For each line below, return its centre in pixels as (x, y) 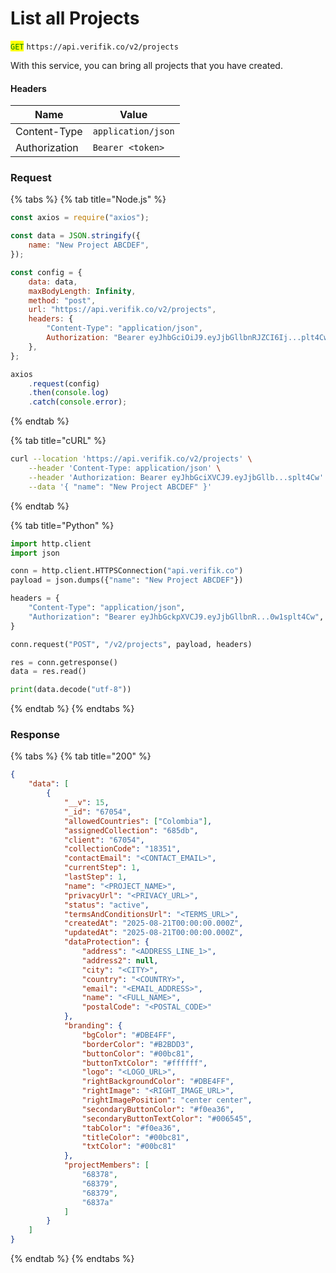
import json (35, 553)
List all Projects (75, 18)
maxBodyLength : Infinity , (82, 291)
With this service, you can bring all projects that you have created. (146, 65)
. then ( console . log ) (69, 393)
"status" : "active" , (106, 905)
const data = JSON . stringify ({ (75, 236)
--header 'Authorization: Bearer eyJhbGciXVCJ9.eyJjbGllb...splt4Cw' (176, 477)
